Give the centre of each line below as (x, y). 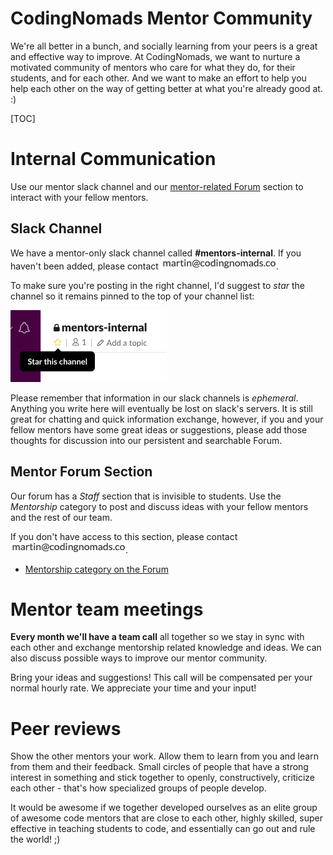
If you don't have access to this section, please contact (124, 536)
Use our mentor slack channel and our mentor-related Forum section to (157, 186)
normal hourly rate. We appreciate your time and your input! (133, 688)
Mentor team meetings (107, 609)
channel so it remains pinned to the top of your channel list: (132, 296)
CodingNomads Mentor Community (161, 18)
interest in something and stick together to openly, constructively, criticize (162, 778)
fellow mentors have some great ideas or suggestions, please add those (159, 429)
